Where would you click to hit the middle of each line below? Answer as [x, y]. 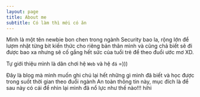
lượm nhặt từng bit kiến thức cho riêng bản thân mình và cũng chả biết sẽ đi [99, 46]
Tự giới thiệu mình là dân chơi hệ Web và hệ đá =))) [67, 64]
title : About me [26, 17]
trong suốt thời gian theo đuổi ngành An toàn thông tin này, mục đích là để [98, 82]
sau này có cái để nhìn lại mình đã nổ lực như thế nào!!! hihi [79, 88]
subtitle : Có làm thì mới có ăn [46, 23]
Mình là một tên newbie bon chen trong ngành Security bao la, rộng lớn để [98, 40]
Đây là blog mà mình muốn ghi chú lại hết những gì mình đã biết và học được [100, 76]
